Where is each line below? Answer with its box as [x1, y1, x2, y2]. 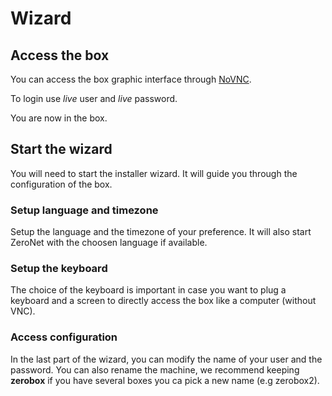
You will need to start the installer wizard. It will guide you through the [10, 167, 298, 179]
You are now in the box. [10, 112, 108, 124]
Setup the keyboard [10, 262, 108, 276]
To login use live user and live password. [10, 93, 178, 104]
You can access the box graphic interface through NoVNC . [10, 73, 252, 85]
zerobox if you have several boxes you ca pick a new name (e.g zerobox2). [10, 374, 320, 386]
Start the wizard [10, 141, 113, 158]
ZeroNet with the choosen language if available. [10, 237, 208, 249]
